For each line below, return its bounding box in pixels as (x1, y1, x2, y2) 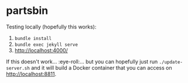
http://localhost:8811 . (6, 70, 57, 77)
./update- (159, 59, 183, 65)
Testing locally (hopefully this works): (6, 23, 97, 30)
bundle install (14, 35, 52, 41)
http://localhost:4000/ (14, 46, 69, 53)
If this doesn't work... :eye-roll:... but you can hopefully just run (6, 58, 158, 65)
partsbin (6, 4, 49, 17)
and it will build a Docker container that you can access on (31, 64, 172, 71)
